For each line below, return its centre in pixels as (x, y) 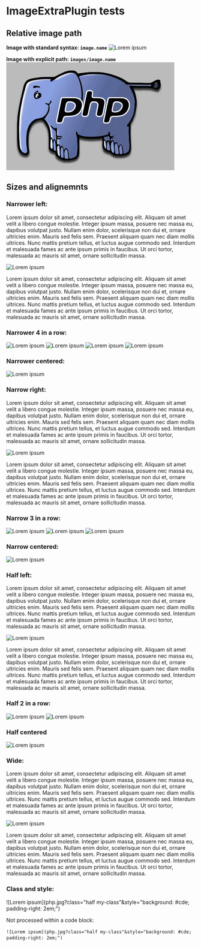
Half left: (19, 575)
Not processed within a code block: (50, 920)
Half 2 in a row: (28, 704)
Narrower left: (27, 204)
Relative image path (44, 33)
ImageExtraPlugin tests (65, 11)
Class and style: (30, 889)
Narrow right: (26, 390)
